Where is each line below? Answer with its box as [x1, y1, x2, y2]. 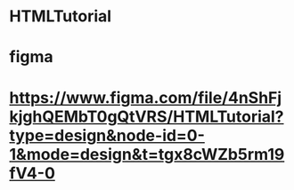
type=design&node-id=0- [9, 125, 205, 146]
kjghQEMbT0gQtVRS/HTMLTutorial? [9, 107, 284, 126]
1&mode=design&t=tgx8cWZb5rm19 [9, 144, 285, 164]
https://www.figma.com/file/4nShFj [9, 87, 282, 107]
